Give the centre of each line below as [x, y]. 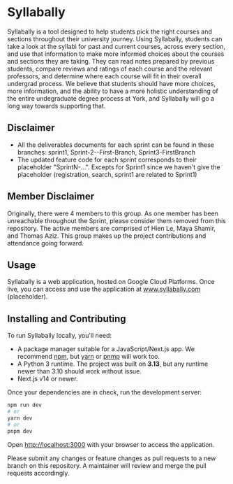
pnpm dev [20, 431]
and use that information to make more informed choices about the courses [116, 54]
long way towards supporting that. [57, 106]
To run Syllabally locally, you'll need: [60, 336]
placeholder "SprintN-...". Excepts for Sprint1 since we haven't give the [119, 167]
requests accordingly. [38, 473]
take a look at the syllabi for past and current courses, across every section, [116, 46]
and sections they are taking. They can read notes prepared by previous [111, 61]
